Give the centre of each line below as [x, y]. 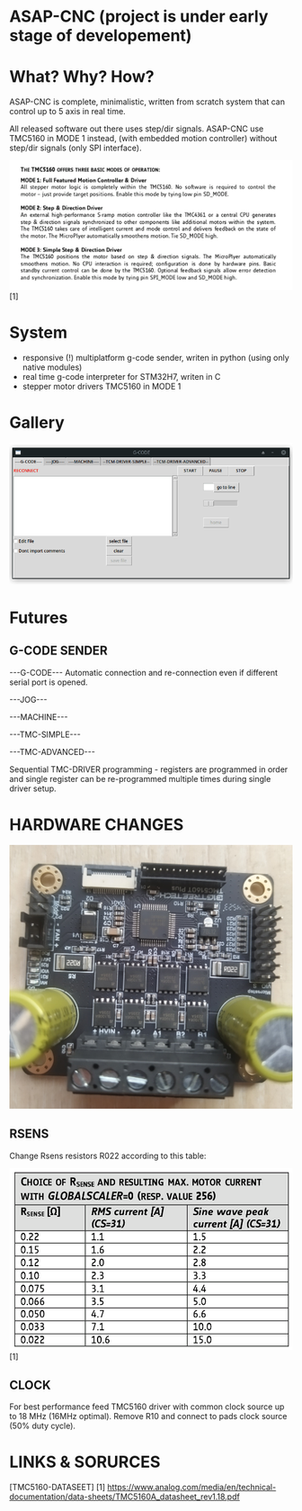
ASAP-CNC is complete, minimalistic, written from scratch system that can [147, 102]
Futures [39, 618]
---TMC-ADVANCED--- [53, 751]
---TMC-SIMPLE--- [45, 734]
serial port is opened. [49, 682]
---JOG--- [28, 699]
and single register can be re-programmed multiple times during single [140, 778]
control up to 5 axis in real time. [67, 112]
